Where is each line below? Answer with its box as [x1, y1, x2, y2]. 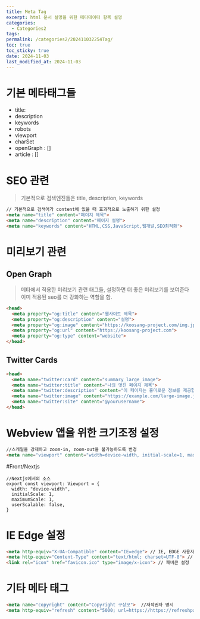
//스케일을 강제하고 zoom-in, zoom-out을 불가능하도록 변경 [6, 446, 137, 452]
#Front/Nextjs [6, 462, 40, 470]
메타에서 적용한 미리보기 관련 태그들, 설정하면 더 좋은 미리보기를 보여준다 [20, 286, 189, 293]
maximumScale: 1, [11, 497, 55, 502]
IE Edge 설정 [6, 528, 65, 542]
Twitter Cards [6, 355, 58, 365]
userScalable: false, [11, 501, 65, 508]
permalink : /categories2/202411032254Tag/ [6, 36, 113, 42]
